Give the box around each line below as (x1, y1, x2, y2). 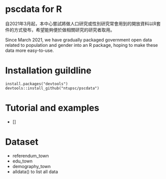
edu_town (12, 158, 33, 164)
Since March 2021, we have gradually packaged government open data (5, 36, 152, 43)
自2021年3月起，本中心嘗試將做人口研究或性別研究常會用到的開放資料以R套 (5, 20, 161, 26)
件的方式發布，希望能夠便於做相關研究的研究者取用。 (5, 26, 115, 33)
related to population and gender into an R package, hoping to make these (5, 42, 158, 48)
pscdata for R (5, 3, 62, 15)
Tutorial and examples (5, 102, 99, 114)
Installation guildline (5, 65, 91, 76)
